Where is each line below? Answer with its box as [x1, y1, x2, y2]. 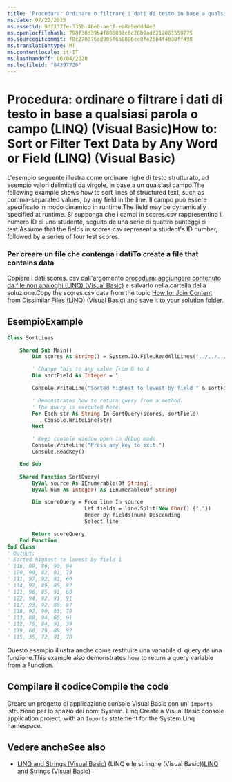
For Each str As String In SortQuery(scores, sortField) [32, 410, 199, 417]
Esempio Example [7, 316, 84, 328]
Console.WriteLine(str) [43, 416, 113, 423]
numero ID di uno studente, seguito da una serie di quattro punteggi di [7, 217, 207, 226]
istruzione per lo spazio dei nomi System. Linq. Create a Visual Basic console [7, 707, 224, 715]
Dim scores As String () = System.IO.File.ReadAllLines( [32, 353, 196, 360]
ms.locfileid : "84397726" [7, 62, 81, 69]
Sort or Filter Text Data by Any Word [7, 136, 218, 151]
